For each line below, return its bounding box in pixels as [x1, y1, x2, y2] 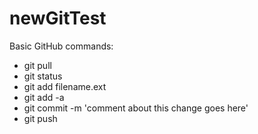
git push [23, 112, 58, 124]
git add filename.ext [23, 80, 107, 92]
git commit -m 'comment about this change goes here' [23, 102, 249, 114]
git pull [23, 59, 52, 71]
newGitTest [9, 7, 107, 30]
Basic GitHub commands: [9, 40, 114, 52]
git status [23, 70, 63, 82]
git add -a [23, 91, 65, 103]
